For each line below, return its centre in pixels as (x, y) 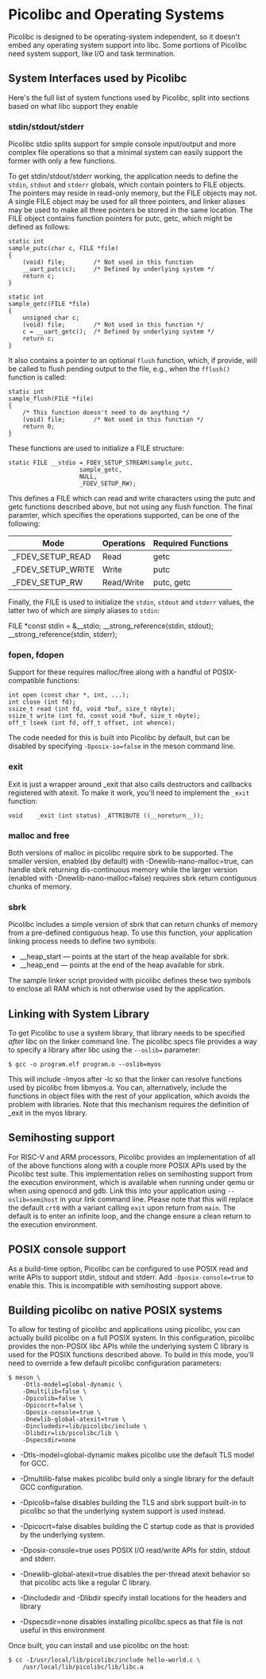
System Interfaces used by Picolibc (98, 78)
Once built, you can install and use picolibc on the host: (99, 1646)
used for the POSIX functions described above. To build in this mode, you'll (131, 1355)
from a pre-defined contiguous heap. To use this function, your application (130, 933)
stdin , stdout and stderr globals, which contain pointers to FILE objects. (127, 185)
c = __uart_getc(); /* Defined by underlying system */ (119, 332)
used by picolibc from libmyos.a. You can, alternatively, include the (118, 1088)
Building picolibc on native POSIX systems (115, 1311)
